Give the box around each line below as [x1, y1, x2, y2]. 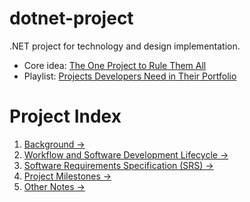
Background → [23, 138, 86, 150]
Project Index [9, 105, 122, 128]
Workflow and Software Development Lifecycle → [23, 148, 229, 161]
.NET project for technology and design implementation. [9, 40, 241, 52]
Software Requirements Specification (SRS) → [23, 159, 214, 171]
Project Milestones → [23, 170, 112, 182]
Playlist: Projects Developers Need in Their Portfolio [23, 70, 237, 82]
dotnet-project [9, 7, 134, 30]
